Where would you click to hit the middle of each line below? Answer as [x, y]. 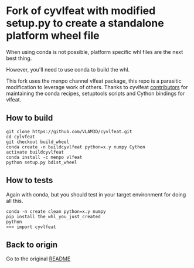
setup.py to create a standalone [85, 23]
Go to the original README [38, 259]
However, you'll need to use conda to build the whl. [68, 69]
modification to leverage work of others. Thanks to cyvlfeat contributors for [97, 87]
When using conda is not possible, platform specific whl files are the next [95, 52]
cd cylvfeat [21, 137]
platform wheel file [53, 36]
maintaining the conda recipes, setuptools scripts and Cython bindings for [96, 93]
